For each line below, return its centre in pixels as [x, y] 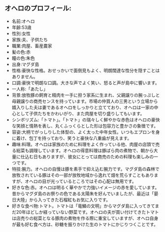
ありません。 [25, 76]
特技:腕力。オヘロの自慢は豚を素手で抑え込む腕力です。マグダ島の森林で [85, 169]
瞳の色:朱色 [23, 58]
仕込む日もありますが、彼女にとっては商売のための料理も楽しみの [87, 157]
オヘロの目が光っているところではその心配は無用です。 [81, 181]
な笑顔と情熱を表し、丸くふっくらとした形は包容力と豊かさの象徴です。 [85, 126]
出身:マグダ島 [25, 64]
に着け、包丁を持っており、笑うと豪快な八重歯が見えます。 [72, 138]
